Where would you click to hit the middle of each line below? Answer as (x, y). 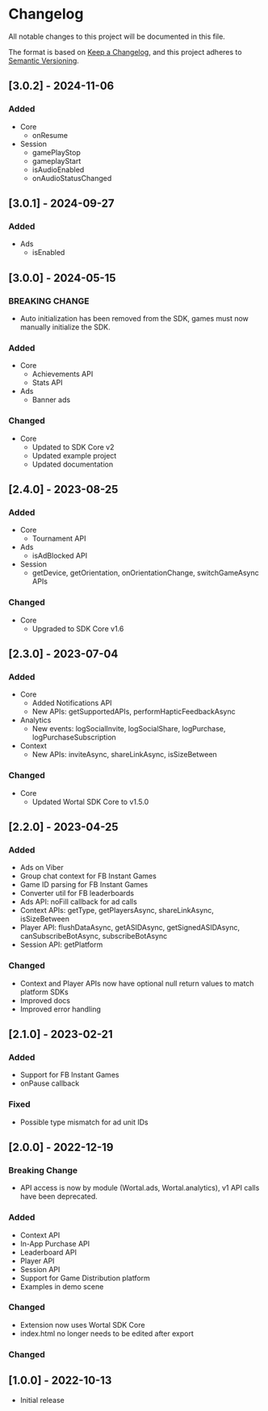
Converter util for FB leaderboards (77, 894)
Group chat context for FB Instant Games (88, 876)
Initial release (42, 1400)
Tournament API (59, 538)
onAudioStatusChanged (72, 178)
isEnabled (48, 253)
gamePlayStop (56, 152)
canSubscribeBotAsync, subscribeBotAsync (94, 936)
